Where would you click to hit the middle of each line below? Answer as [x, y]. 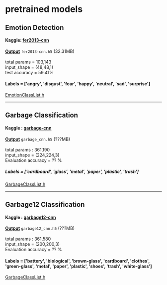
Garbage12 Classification [45, 205]
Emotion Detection [35, 28]
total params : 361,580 [28, 239]
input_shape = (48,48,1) [29, 67]
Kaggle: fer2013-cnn [27, 40]
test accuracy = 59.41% [29, 72]
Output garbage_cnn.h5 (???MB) [38, 139]
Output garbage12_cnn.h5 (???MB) [40, 228]
